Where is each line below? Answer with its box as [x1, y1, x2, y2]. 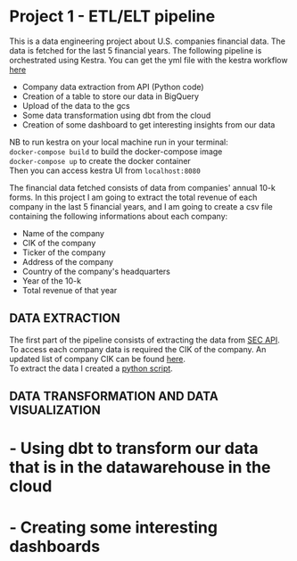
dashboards [9, 536, 101, 557]
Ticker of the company [21, 247, 106, 258]
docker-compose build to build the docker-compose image [9, 145, 223, 157]
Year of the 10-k [21, 275, 82, 286]
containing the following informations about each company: [9, 210, 228, 221]
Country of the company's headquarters [21, 266, 171, 276]
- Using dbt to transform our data [9, 439, 259, 458]
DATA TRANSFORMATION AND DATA [9, 389, 219, 404]
